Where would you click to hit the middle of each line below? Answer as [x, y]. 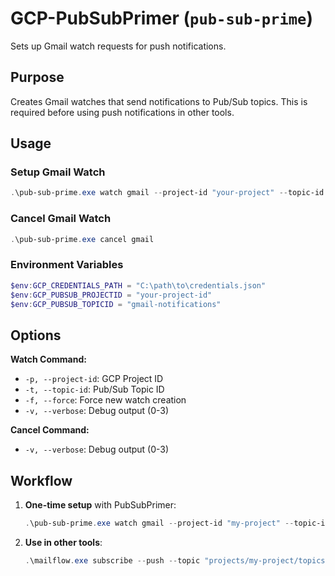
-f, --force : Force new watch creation [105, 400]
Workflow [41, 480]
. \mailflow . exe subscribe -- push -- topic [112, 560]
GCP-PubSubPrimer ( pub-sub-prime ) [161, 18]
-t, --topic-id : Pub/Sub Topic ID [94, 389]
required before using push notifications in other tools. [122, 112]
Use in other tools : [63, 542]
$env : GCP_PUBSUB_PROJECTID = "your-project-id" [111, 295]
